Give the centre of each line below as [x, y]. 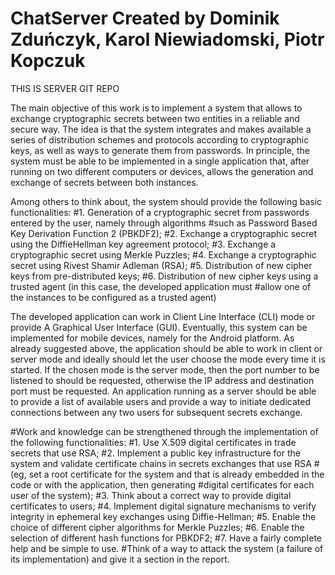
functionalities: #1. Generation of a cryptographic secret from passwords [160, 212]
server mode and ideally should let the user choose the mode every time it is [168, 359]
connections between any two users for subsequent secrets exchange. [156, 412]
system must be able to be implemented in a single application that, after [160, 161]
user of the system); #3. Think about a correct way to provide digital [151, 495]
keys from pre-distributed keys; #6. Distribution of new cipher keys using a [164, 276]
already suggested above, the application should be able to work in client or [166, 348]
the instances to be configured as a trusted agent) [113, 297]
